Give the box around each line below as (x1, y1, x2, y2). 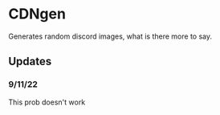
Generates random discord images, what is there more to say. (8, 31, 213, 41)
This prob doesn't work (8, 97, 86, 107)
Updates (8, 55, 52, 68)
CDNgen (8, 5, 67, 23)
